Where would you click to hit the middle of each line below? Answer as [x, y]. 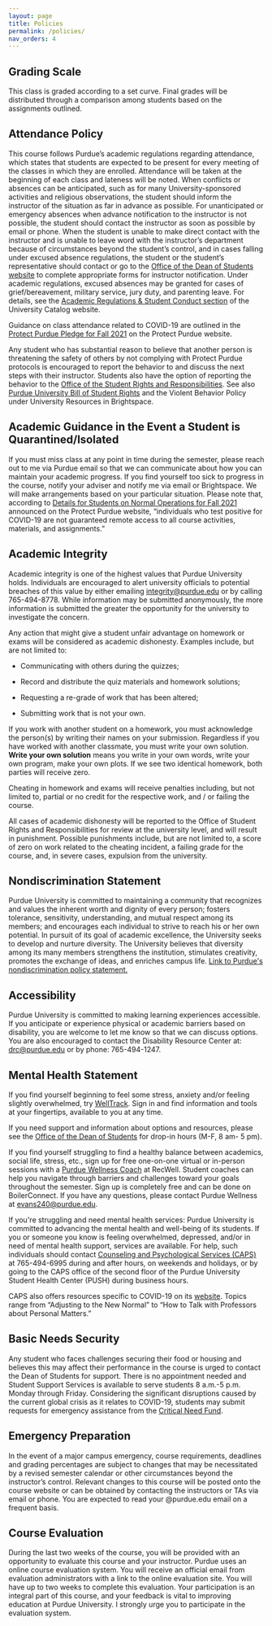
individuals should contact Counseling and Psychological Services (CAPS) [133, 1254]
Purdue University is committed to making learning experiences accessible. [135, 1015]
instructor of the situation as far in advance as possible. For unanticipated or [136, 205]
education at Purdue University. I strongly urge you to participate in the [127, 1605]
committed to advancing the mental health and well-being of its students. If [134, 1228]
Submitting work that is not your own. [83, 713]
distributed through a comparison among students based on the [115, 100]
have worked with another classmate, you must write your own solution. [129, 746]
